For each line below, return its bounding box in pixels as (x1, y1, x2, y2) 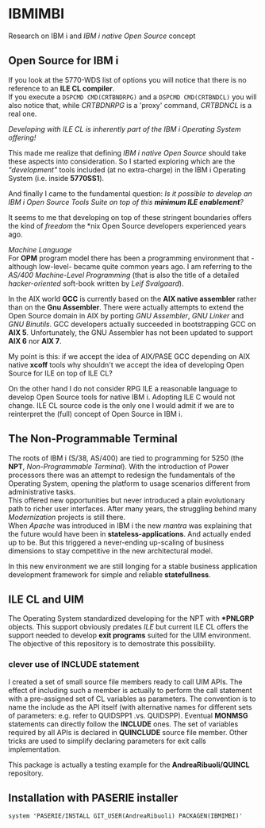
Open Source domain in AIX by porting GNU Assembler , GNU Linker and (8, 310, 244, 320)
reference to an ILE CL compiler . (8, 83, 115, 93)
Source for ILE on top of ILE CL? (8, 368, 113, 378)
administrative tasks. (8, 487, 76, 496)
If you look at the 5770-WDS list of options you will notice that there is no (8, 75, 248, 84)
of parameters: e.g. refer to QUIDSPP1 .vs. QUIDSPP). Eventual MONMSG (8, 711, 248, 720)
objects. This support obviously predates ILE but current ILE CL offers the (8, 622, 248, 632)
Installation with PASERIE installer (8, 791, 179, 805)
